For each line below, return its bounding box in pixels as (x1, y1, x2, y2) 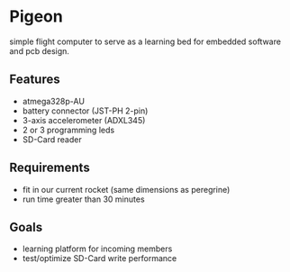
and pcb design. (9, 45, 70, 56)
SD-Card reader (22, 133, 83, 145)
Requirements (9, 160, 90, 176)
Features (9, 72, 60, 87)
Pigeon (9, 6, 63, 27)
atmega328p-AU (22, 95, 86, 106)
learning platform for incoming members (22, 243, 173, 254)
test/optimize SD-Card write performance (22, 253, 177, 264)
